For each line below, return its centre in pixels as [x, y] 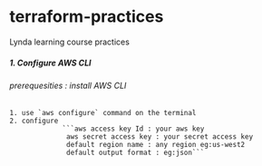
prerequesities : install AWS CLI [68, 85]
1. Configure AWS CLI [50, 63]
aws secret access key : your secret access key [160, 137]
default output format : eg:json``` [136, 152]
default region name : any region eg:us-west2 [156, 144]
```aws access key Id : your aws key [133, 129]
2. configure [34, 121]
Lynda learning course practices [69, 42]
